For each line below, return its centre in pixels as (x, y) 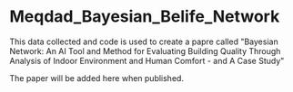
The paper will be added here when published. (97, 78)
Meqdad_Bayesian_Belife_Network (145, 17)
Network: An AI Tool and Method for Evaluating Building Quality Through (145, 51)
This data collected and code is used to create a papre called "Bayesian (144, 41)
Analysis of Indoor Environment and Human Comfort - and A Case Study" (147, 60)
